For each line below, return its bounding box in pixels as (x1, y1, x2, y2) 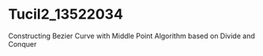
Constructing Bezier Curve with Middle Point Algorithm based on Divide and (8, 31, 255, 40)
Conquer (8, 39, 37, 48)
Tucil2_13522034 (8, 5, 124, 23)
